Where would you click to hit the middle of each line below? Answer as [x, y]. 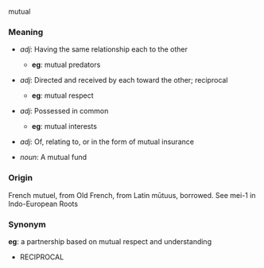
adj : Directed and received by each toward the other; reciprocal [124, 80]
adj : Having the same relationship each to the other [104, 49]
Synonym [27, 224]
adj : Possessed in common [64, 111]
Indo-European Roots [43, 204]
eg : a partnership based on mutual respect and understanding [110, 241]
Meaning [26, 32]
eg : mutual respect [62, 95]
